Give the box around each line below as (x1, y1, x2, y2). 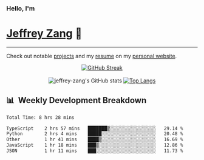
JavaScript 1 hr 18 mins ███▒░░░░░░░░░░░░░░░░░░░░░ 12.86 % (6, 142, 183, 148)
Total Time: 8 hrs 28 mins (6, 114, 75, 121)
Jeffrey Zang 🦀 (6, 27, 83, 41)
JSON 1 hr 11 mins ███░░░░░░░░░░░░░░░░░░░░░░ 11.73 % (6, 148, 183, 154)
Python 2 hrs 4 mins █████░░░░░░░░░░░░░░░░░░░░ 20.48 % (6, 131, 183, 137)
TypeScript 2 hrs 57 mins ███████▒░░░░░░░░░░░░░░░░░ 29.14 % (6, 125, 183, 132)
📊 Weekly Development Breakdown (6, 95, 147, 105)
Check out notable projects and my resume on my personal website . (6, 52, 177, 59)
